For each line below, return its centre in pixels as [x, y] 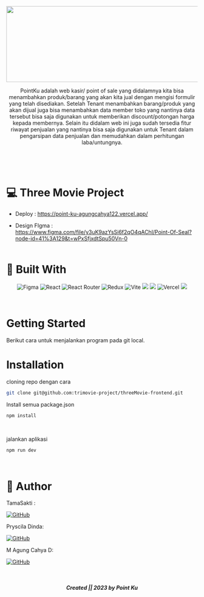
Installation [35, 365]
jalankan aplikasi [27, 439]
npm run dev [21, 450]
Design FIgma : [34, 226]
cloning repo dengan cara [39, 381]
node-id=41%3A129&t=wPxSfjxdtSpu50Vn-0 [71, 238]
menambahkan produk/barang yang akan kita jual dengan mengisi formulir [102, 97]
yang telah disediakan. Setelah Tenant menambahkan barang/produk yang [102, 104]
